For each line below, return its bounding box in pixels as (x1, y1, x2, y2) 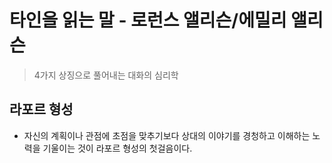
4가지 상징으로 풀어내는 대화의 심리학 (33, 69, 179, 81)
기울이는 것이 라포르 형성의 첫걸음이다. (42, 142, 193, 154)
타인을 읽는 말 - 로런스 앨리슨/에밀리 (9, 9, 287, 32)
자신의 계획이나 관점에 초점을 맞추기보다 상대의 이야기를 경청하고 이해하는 (23, 129, 311, 141)
